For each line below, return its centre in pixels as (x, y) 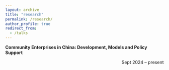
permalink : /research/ (29, 19)
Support (14, 52)
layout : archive (22, 10)
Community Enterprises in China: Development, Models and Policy (76, 47)
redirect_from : (21, 28)
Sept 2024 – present (143, 62)
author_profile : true (28, 24)
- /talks (19, 33)
